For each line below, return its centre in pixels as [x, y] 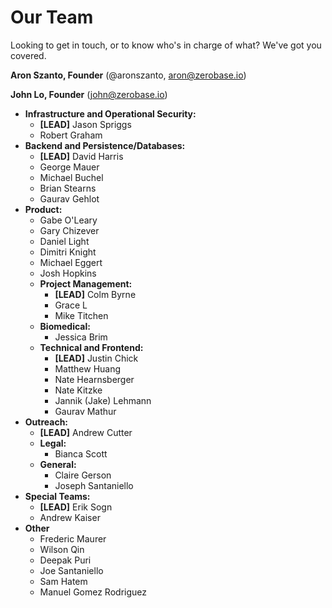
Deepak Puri [65, 560]
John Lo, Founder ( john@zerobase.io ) [89, 94]
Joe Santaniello [71, 570]
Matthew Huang [88, 368]
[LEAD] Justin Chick [96, 358]
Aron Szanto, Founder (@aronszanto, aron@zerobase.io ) [128, 75]
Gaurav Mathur [85, 411]
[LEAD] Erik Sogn [76, 507]
